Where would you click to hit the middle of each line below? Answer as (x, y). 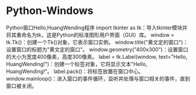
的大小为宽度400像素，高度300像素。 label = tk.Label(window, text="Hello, (97, 57)
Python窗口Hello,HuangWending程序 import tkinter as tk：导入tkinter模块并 (97, 27)
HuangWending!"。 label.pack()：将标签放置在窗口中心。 (75, 71)
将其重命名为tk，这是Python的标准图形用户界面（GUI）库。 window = (90, 35)
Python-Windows (50, 11)
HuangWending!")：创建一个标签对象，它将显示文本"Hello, (77, 64)
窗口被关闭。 (21, 86)
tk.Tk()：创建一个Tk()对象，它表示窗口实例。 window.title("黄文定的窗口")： (97, 42)
